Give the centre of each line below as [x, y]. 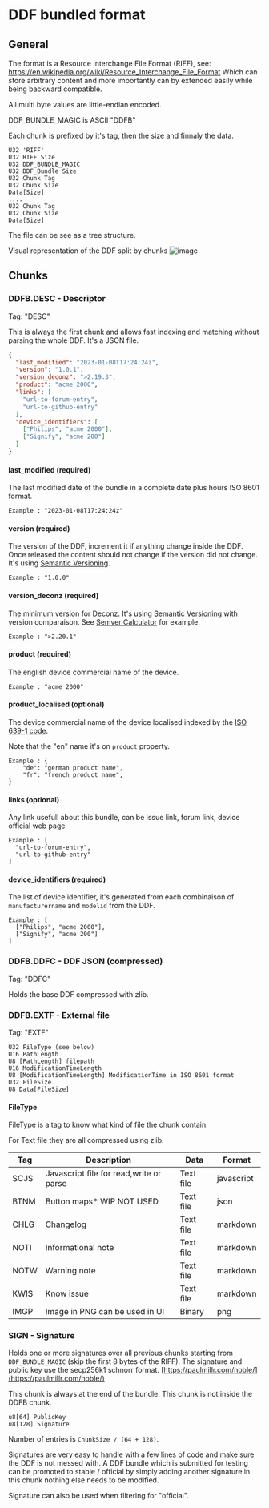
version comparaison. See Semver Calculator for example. [104, 621]
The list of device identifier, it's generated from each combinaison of [121, 897]
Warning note [70, 1271]
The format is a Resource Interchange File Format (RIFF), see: [110, 63]
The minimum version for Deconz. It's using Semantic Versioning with [123, 613]
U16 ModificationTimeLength [55, 1068]
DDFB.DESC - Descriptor [57, 299]
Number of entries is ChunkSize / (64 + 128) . [84, 1439]
